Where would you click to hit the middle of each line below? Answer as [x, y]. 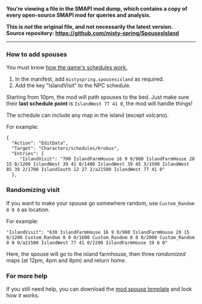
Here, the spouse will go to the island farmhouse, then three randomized [96, 254]
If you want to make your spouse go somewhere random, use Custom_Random [100, 203]
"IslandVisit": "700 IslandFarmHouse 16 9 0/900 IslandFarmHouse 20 [107, 159]
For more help [27, 276]
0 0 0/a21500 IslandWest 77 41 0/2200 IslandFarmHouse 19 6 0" [87, 243]
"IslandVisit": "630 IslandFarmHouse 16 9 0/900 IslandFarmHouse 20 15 [98, 232]
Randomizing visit [33, 190]
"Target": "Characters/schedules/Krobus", [66, 149]
